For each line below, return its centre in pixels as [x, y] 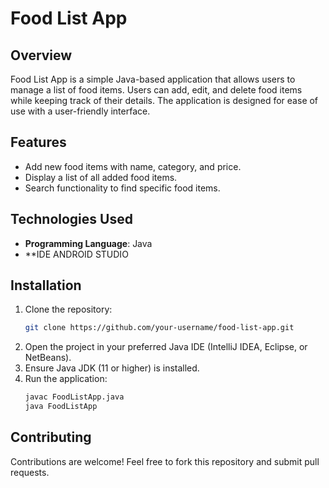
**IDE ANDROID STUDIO [76, 254]
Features [38, 142]
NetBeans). [48, 358]
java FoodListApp [61, 407]
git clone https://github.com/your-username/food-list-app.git [159, 328]
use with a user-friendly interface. [80, 111]
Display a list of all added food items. [101, 177]
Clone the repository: [68, 309]
